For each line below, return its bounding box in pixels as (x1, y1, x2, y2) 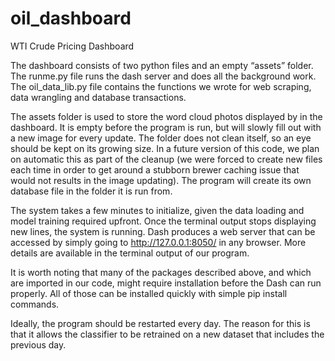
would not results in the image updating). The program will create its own (10, 174, 312, 186)
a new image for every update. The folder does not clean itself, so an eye (10, 132, 312, 144)
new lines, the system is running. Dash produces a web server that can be (10, 225, 316, 237)
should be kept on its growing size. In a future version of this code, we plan (10, 142, 320, 154)
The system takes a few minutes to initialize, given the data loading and (10, 204, 305, 216)
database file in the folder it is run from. (10, 185, 173, 197)
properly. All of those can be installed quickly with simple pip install (10, 287, 288, 299)
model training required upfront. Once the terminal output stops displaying (10, 215, 317, 227)
